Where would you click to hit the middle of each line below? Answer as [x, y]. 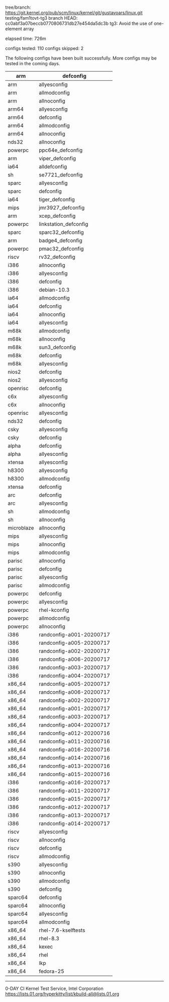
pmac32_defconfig [61, 249]
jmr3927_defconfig [62, 208]
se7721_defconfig [61, 175]
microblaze [21, 528]
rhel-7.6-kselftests [62, 930]
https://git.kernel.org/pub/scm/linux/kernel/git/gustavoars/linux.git [74, 13]
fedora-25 [51, 971]
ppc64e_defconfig [61, 150]
